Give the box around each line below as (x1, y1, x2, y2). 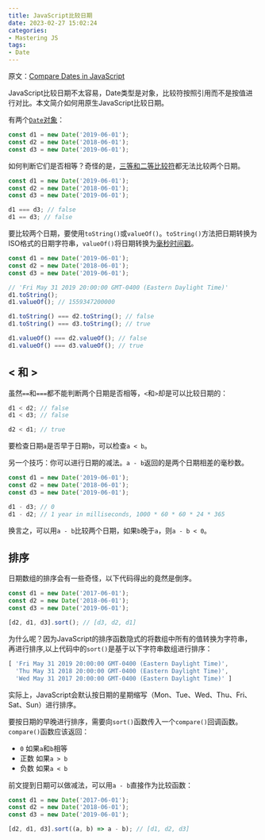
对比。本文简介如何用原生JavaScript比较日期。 (14, 98, 169, 107)
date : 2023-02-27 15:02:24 (8, 19, 98, 27)
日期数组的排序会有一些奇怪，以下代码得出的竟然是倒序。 (8, 573, 196, 584)
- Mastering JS (8, 33, 59, 42)
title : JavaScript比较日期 (8, 11, 93, 20)
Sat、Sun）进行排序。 (8, 699, 81, 709)
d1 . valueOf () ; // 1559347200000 (8, 299, 115, 306)
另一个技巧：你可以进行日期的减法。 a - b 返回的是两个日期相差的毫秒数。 (8, 458, 248, 468)
